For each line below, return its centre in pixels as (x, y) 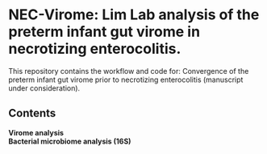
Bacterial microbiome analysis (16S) (70, 141)
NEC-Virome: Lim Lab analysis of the (134, 15)
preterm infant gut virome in (104, 32)
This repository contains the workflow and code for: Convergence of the (129, 71)
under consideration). (44, 88)
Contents (32, 113)
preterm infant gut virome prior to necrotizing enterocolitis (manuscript (126, 79)
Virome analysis (36, 132)
